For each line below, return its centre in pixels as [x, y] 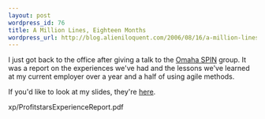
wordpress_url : [33, 37]
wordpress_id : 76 [37, 23]
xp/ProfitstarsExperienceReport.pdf [66, 107]
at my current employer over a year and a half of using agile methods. [121, 76]
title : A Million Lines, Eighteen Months [77, 30]
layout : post [30, 15]
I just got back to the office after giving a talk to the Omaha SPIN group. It [127, 60]
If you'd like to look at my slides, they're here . [82, 92]
